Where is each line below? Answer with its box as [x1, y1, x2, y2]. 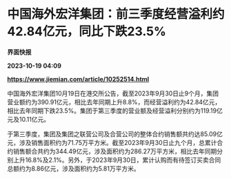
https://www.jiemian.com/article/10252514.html [7, 75, 150, 83]
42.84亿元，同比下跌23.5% [7, 23, 167, 39]
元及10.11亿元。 [7, 115, 50, 123]
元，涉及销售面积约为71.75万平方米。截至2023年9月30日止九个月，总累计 [7, 138, 217, 147]
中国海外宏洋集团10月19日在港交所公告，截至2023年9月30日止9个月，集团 [7, 89, 219, 97]
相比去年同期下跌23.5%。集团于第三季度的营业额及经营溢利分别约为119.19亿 [7, 106, 223, 115]
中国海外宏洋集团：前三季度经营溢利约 [7, 6, 225, 22]
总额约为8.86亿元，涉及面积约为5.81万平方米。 [7, 164, 140, 173]
